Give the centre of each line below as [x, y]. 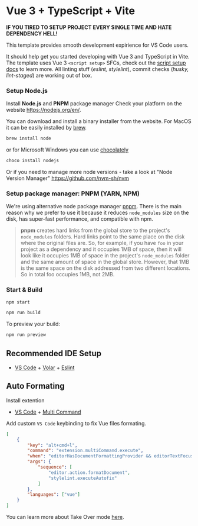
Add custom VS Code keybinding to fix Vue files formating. [76, 423]
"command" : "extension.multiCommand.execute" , [85, 451]
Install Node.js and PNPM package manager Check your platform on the [94, 104]
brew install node [29, 138]
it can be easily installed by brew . [47, 128]
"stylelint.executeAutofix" [82, 478]
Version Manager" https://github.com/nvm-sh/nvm [68, 178]
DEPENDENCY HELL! [32, 33]
